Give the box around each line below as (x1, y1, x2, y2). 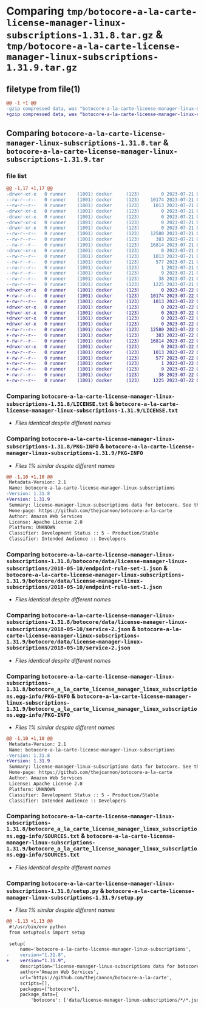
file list (6, 171, 27, 180)
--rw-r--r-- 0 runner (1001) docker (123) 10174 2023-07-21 (6, 197, 194, 203)
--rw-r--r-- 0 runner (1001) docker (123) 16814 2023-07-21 (6, 242, 194, 248)
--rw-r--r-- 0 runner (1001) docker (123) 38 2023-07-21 (6, 276, 194, 282)
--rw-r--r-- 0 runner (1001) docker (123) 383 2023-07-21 (6, 236, 194, 242)
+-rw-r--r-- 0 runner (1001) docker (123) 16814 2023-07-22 (6, 338, 194, 344)
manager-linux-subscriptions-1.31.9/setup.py (6, 894, 144, 901)
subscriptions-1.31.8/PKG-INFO (6, 443, 99, 450)
